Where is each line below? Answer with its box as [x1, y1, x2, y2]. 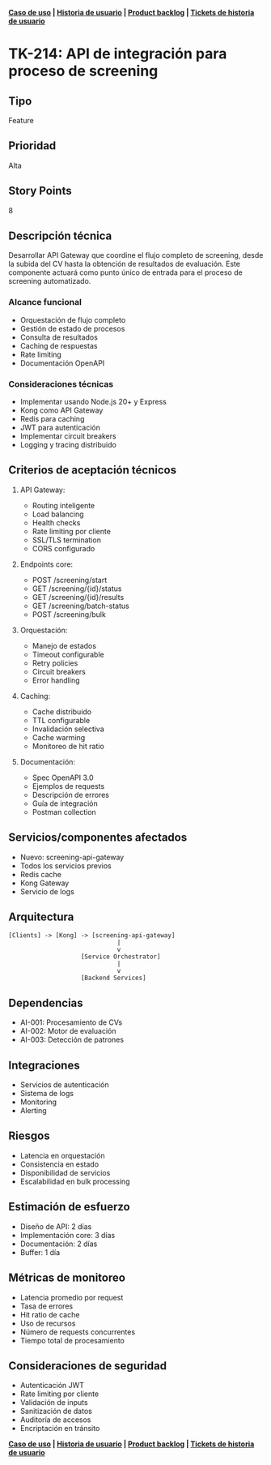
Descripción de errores [32, 790, 109, 799]
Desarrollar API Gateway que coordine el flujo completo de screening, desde [8, 251, 264, 260]
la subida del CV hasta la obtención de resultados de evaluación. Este [8, 259, 241, 269]
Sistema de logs [19, 1089, 74, 1099]
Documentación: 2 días [19, 1239, 98, 1249]
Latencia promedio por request [19, 1292, 124, 1302]
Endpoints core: [19, 559, 74, 569]
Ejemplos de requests [32, 781, 105, 790]
